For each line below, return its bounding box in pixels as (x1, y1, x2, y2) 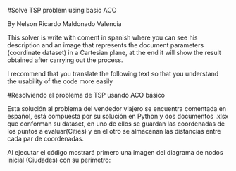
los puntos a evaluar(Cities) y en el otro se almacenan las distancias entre (7, 127, 221, 135)
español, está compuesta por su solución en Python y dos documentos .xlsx (7, 112, 229, 120)
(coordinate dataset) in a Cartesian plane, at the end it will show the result (7, 49, 222, 57)
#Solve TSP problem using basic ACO (7, 6, 117, 14)
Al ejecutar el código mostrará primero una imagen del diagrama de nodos (7, 148, 223, 156)
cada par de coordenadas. (7, 134, 85, 143)
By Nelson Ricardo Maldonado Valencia (7, 20, 122, 28)
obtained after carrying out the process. (7, 56, 123, 64)
